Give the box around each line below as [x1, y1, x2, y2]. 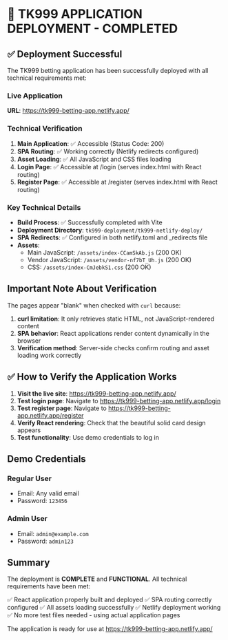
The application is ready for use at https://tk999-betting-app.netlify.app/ [7, 625, 213, 633]
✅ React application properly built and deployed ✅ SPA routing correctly [7, 595, 212, 604]
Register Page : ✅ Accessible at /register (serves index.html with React [17, 178, 218, 186]
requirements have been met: [7, 582, 91, 590]
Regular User [7, 473, 52, 483]
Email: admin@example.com [17, 529, 89, 537]
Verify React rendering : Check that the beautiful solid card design [17, 418, 206, 427]
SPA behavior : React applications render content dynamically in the [17, 329, 210, 337]
